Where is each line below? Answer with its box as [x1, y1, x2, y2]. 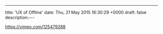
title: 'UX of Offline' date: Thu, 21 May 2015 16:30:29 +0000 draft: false [5, 10, 147, 15]
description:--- [5, 15, 35, 20]
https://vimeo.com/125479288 [5, 24, 66, 29]
